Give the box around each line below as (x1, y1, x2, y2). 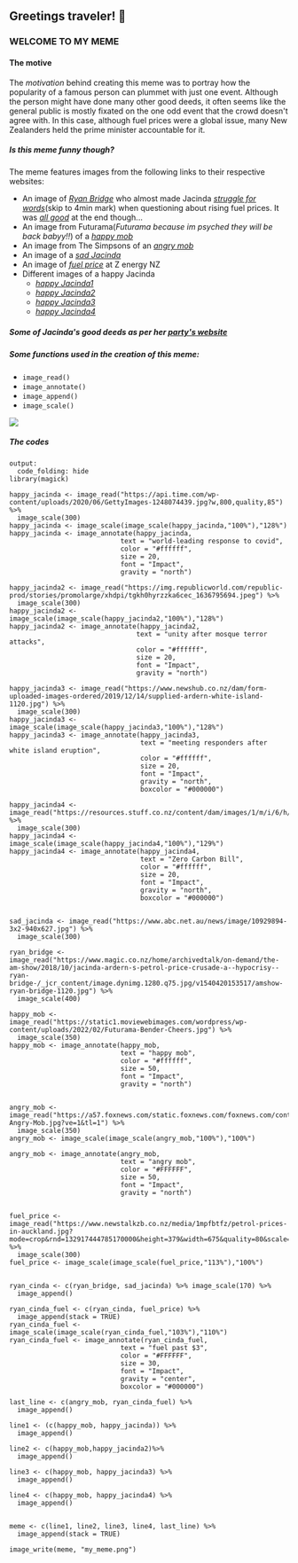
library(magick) (9, 474, 69, 483)
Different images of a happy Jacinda (21, 269, 155, 279)
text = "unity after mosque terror (136, 629, 268, 638)
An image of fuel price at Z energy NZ (21, 259, 161, 270)
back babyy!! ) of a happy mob (21, 231, 134, 242)
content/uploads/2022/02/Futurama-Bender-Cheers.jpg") (9, 1025, 216, 1034)
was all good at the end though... (21, 212, 144, 223)
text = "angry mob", (120, 1157, 197, 1166)
